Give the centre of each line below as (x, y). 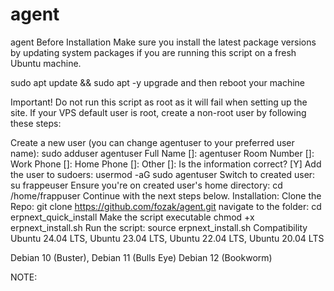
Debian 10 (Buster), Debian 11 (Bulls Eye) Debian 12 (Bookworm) (141, 257)
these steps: (36, 123)
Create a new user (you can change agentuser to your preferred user (152, 142)
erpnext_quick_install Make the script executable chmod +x (132, 217)
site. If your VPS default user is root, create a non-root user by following (158, 112)
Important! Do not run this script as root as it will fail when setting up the (159, 102)
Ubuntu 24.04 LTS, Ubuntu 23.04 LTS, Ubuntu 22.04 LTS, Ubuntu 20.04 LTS (167, 238)
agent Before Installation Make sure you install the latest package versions (163, 42)
